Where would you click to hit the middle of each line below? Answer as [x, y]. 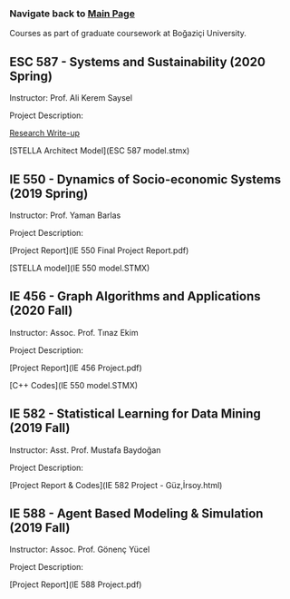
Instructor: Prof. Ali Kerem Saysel [71, 98]
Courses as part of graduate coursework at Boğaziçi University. [128, 34]
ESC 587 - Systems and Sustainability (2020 [137, 62]
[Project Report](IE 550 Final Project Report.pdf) [99, 250]
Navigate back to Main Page [72, 14]
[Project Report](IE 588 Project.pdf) [76, 584]
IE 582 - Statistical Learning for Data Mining [135, 414]
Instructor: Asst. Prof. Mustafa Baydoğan [85, 450]
